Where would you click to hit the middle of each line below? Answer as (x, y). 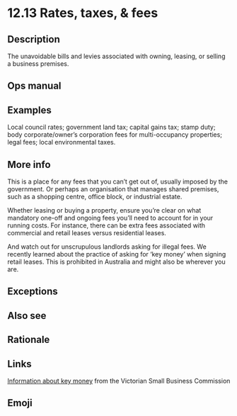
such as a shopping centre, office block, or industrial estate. (95, 197)
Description (34, 39)
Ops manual (34, 86)
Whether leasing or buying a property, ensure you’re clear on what (104, 210)
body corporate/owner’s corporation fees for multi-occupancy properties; (115, 135)
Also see (27, 316)
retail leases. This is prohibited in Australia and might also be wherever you (116, 262)
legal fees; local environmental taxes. (62, 142)
